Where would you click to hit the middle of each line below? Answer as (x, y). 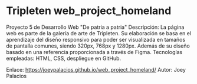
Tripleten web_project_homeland (89, 11)
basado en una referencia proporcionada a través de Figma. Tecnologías (94, 52)
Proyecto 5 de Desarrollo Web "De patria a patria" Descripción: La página (95, 27)
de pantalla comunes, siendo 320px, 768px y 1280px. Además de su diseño (98, 46)
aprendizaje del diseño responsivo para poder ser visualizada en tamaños (96, 39)
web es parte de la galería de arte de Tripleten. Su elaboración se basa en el (99, 33)
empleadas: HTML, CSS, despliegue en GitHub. (64, 58)
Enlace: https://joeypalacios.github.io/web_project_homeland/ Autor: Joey (96, 69)
